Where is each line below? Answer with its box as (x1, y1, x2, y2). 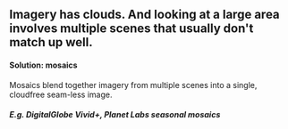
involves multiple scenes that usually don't (9, 21, 254, 36)
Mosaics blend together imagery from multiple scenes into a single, (9, 79, 258, 90)
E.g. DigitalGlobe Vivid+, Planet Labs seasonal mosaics (9, 109, 221, 120)
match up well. (9, 35, 93, 50)
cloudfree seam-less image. (9, 89, 113, 100)
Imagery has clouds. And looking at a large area (9, 7, 280, 22)
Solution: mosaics (9, 60, 78, 70)
